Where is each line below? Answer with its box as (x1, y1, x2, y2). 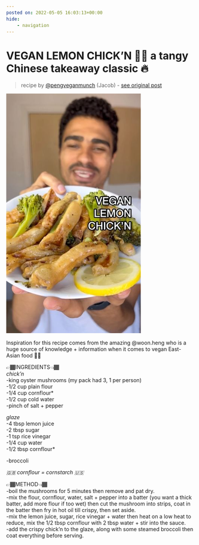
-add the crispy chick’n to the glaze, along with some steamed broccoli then (6, 526, 194, 533)
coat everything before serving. (6, 532, 84, 539)
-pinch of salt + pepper (6, 402, 64, 410)
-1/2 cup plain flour (6, 383, 53, 390)
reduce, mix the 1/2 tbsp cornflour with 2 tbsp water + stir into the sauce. (6, 519, 186, 526)
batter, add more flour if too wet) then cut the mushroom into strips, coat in (6, 500, 191, 507)
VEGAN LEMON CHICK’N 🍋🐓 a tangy (6, 49, 189, 62)
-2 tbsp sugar (6, 426, 40, 434)
